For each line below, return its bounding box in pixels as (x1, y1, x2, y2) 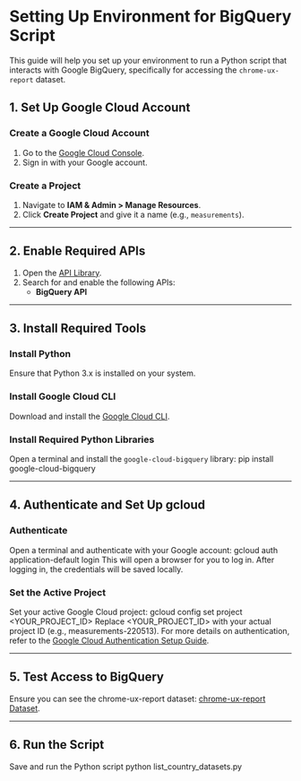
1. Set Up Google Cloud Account (9, 100, 191, 116)
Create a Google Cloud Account (9, 127, 150, 140)
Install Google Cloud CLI (9, 390, 116, 403)
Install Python (9, 348, 72, 360)
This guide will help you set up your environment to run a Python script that (9, 55, 288, 65)
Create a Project (9, 179, 82, 192)
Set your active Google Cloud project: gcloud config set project (9, 607, 244, 617)
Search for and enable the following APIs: (21, 276, 176, 288)
